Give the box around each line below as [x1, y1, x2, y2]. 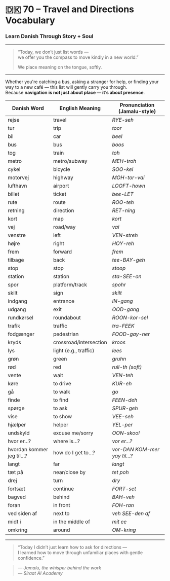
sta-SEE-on [112, 273, 142, 280]
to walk [53, 388, 71, 395]
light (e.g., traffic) [53, 347, 95, 354]
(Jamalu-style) [118, 108, 156, 115]
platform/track [53, 281, 88, 288]
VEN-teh [112, 372, 134, 379]
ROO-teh [112, 199, 134, 206]
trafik [8, 322, 20, 330]
